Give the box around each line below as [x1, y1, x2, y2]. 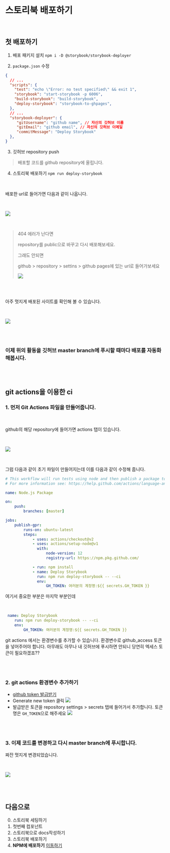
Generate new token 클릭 [12, 697, 65, 704]
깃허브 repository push [12, 148, 59, 154]
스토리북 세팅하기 [12, 817, 47, 823]
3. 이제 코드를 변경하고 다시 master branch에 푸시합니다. [5, 740, 137, 747]
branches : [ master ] [23, 509, 65, 514]
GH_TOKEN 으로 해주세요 [22, 710, 66, 717]
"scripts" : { [10, 82, 37, 88]
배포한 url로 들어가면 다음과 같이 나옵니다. [5, 190, 88, 197]
